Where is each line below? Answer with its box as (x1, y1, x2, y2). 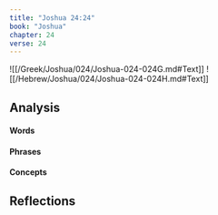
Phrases (9, 146, 42, 157)
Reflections (9, 193, 76, 209)
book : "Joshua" (9, 22, 67, 31)
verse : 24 (9, 38, 47, 48)
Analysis (9, 99, 61, 115)
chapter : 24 (9, 30, 54, 39)
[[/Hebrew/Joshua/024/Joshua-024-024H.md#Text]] (9, 74, 209, 85)
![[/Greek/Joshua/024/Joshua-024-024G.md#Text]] (9, 64, 204, 75)
